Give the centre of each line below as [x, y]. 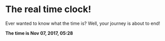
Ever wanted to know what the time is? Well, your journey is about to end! [83, 23]
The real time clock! [48, 9]
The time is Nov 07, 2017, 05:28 [39, 33]
